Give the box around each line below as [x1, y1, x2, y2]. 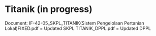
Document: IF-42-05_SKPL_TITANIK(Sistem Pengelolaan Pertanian [5, 20, 144, 26]
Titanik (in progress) [5, 3, 92, 15]
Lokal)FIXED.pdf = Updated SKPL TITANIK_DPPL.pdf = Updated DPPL [5, 25, 151, 31]
